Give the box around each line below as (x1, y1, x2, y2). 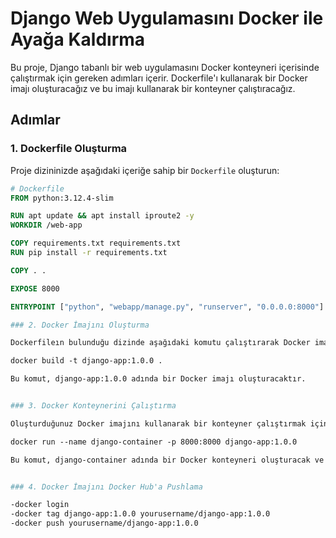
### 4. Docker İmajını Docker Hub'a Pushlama (10, 482, 203, 492)
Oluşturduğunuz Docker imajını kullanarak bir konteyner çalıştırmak (10, 418, 307, 429)
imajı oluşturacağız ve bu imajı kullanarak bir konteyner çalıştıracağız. (10, 82, 296, 94)
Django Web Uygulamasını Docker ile (10, 7, 324, 30)
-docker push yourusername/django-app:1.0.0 (10, 518, 199, 529)
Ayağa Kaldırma (10, 28, 146, 51)
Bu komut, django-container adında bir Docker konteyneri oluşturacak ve (10, 455, 325, 465)
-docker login (10, 500, 70, 510)
